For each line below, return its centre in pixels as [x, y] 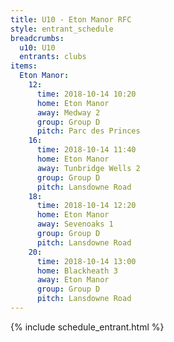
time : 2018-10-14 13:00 [86, 261]
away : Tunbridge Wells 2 [88, 168]
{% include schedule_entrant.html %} [87, 327]
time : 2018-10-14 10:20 [86, 94]
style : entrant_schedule [62, 29]
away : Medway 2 [68, 112]
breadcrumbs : [37, 38]
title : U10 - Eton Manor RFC [71, 19]
